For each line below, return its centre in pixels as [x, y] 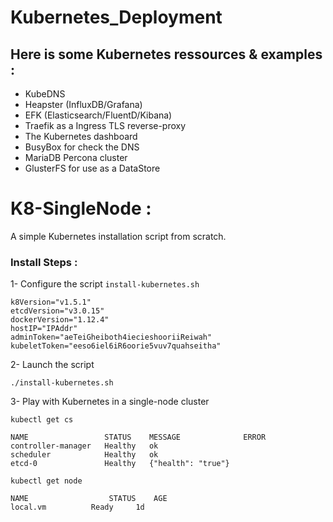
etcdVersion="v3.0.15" [57, 311]
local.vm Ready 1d [77, 507]
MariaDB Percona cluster [76, 157]
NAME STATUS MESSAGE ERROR [138, 437]
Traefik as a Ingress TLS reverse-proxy [105, 125]
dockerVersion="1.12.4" [60, 320]
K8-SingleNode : [81, 208]
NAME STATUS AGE [89, 499]
